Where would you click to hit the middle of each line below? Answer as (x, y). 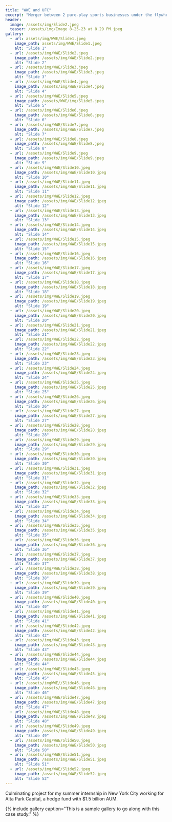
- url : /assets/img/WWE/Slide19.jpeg (50, 297)
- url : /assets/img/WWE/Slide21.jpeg (50, 325)
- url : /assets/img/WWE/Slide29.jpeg (50, 439)
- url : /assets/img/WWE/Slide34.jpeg (50, 511)
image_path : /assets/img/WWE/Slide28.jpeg (60, 430)
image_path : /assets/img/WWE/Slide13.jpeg (60, 215)
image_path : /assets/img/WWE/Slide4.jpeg (59, 86)
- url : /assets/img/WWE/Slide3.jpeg (49, 67)
